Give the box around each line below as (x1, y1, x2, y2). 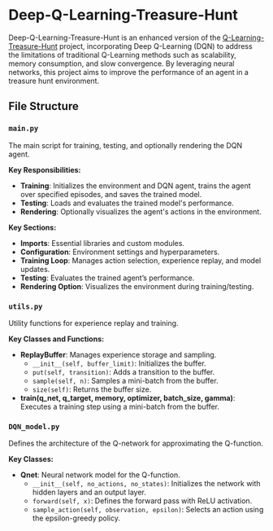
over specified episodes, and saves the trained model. (19, 189, 202, 199)
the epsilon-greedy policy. (32, 513, 120, 523)
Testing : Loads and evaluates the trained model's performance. (19, 198, 234, 208)
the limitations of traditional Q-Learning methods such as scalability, (8, 50, 237, 59)
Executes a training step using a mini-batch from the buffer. (19, 402, 220, 411)
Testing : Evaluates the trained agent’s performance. (19, 273, 195, 283)
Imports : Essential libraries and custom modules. (19, 238, 185, 248)
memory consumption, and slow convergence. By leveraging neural (8, 59, 235, 68)
